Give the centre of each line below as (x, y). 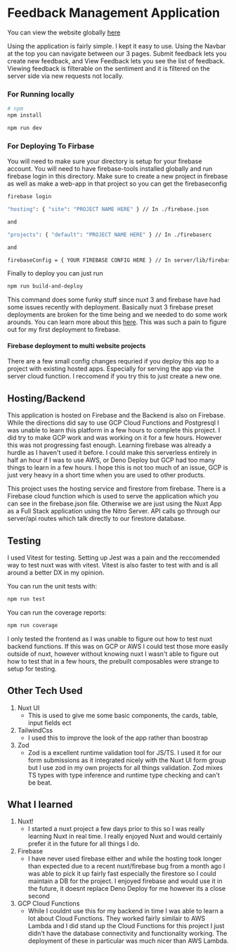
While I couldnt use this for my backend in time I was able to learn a (126, 911)
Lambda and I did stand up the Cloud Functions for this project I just (126, 926)
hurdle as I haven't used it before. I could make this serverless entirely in (112, 453)
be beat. (40, 783)
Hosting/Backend (46, 398)
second (39, 896)
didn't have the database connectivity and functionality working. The (127, 934)
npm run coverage (33, 625)
